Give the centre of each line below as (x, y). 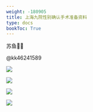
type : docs (20, 23)
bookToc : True (24, 28)
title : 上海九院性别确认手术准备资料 (47, 17)
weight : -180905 (26, 12)
